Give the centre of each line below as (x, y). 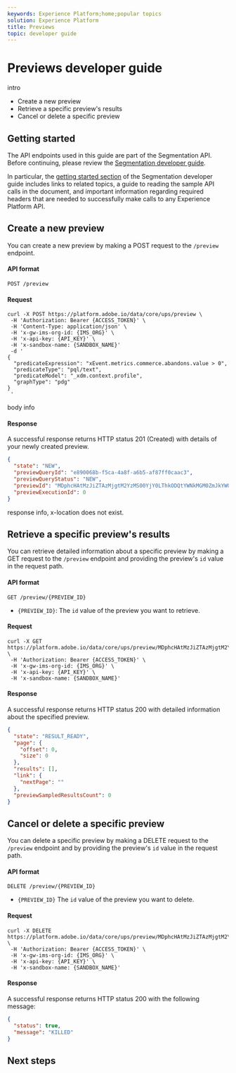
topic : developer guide (42, 33)
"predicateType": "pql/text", (58, 370)
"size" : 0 (34, 756)
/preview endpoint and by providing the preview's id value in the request (112, 848)
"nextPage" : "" (42, 782)
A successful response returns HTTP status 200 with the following (104, 998)
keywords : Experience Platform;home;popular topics (84, 14)
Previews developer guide (85, 68)
